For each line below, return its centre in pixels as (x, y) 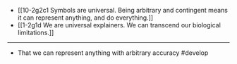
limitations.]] (36, 32)
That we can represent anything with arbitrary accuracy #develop (113, 53)
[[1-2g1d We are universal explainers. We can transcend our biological (119, 25)
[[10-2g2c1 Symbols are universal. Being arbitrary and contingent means (122, 10)
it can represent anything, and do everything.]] (85, 18)
